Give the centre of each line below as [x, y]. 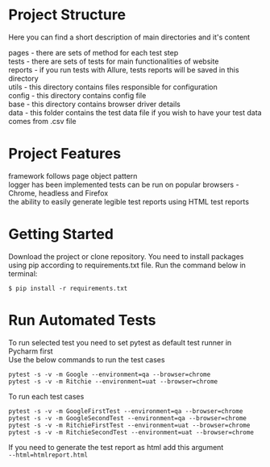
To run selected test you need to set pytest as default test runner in [120, 342]
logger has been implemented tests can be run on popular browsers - [124, 184]
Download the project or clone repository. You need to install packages [126, 256]
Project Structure [67, 15]
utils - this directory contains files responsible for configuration [113, 87]
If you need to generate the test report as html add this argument [116, 447]
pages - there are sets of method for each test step [93, 52]
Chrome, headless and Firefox [58, 193]
